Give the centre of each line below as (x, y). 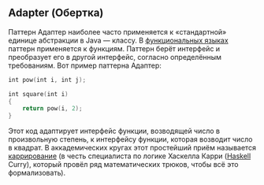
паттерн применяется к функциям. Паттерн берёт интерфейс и (114, 48)
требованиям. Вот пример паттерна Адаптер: (85, 65)
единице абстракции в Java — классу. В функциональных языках (118, 40)
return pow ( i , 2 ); (52, 109)
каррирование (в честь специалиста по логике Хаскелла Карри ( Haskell (130, 156)
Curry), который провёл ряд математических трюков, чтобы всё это (123, 165)
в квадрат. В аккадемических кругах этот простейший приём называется (132, 148)
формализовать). (37, 173)
